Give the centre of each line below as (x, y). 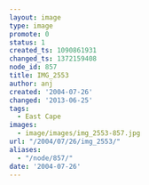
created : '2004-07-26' (51, 92)
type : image (31, 26)
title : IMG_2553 (39, 76)
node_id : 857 (33, 68)
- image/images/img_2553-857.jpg (79, 133)
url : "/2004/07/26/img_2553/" (65, 141)
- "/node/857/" (45, 158)
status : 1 (27, 42)
